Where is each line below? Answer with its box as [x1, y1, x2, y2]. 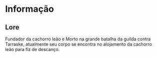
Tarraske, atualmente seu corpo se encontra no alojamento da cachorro [5, 41, 153, 47]
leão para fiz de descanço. [5, 47, 60, 52]
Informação [5, 3, 54, 15]
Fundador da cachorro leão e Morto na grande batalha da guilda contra [5, 36, 151, 42]
